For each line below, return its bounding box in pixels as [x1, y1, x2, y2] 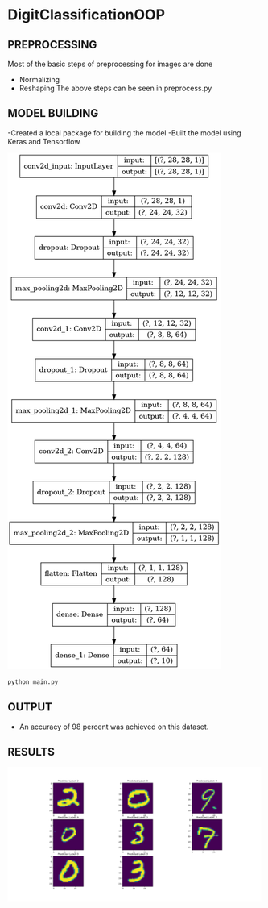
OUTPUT [7, 700, 53, 714]
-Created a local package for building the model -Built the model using [7, 127, 242, 138]
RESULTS [7, 744, 56, 759]
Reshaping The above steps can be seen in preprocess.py [19, 83, 212, 93]
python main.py [7, 677, 59, 686]
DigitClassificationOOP [7, 6, 166, 24]
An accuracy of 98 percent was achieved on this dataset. [19, 722, 209, 731]
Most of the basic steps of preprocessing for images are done [7, 59, 213, 69]
